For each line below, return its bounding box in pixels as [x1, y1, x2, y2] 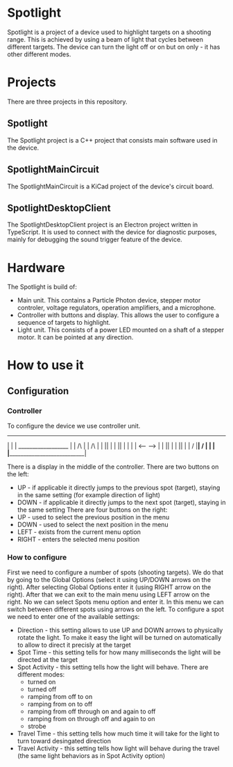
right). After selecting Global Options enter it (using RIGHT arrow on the [7, 583, 212, 592]
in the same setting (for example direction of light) [17, 491, 161, 499]
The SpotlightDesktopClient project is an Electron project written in [7, 220, 198, 229]
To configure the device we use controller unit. [7, 422, 141, 430]
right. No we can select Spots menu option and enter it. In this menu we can [7, 598, 224, 606]
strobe [27, 722, 46, 731]
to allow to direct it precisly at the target [17, 641, 132, 649]
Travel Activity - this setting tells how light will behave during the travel [17, 744, 220, 752]
